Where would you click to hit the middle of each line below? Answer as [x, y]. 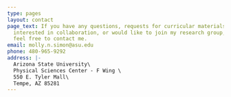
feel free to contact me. [51, 39]
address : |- [24, 58]
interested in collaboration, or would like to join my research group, [120, 32]
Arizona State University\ [52, 64]
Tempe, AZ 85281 [36, 83]
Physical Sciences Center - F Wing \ [67, 70]
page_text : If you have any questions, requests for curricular [101, 26]
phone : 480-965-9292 [37, 52]
